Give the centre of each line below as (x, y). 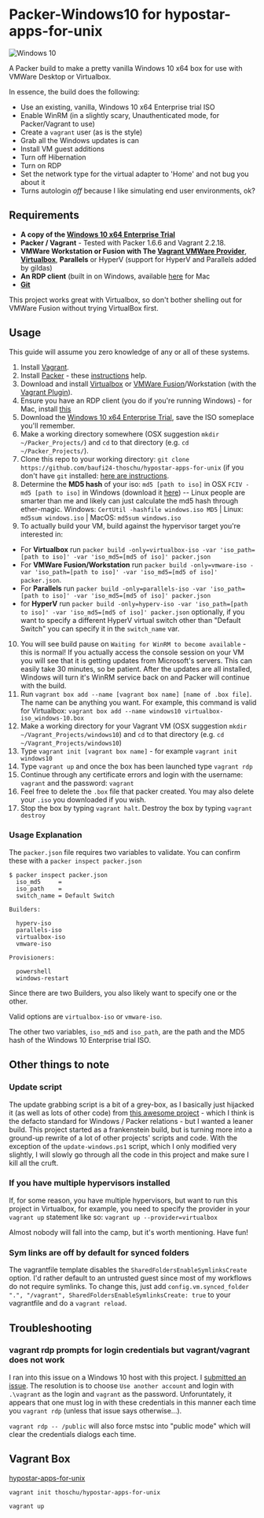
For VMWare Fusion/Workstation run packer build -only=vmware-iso (133, 565)
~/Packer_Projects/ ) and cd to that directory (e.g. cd (104, 442)
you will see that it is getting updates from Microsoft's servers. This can (136, 660)
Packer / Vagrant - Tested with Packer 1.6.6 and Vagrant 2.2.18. (123, 242)
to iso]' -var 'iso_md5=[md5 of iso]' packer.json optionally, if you (132, 612)
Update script (35, 1087)
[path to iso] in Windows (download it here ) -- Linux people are (140, 492)
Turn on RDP (41, 165)
